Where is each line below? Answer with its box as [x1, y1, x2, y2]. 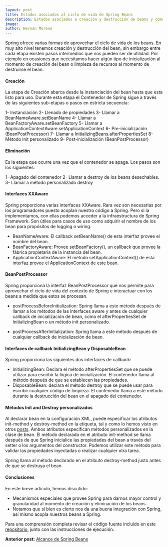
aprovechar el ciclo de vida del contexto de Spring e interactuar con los [5, 287, 152, 294]
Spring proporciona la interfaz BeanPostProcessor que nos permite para [5, 282, 154, 288]
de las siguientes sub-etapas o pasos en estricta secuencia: [5, 100, 129, 106]
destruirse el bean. [5, 66, 44, 73]
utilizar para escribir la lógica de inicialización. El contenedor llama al [12, 372, 154, 378]
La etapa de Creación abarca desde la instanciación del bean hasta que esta [5, 89, 163, 95]
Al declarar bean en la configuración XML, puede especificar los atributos [5, 415, 157, 422]
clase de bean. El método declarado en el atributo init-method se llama [5, 431, 151, 437]
